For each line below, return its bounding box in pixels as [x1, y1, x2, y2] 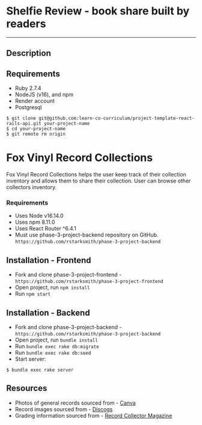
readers [6, 17, 46, 31]
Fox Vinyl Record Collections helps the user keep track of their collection [6, 171, 186, 178]
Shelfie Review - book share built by [6, 4, 190, 18]
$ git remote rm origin [6, 131, 66, 137]
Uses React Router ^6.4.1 [14, 225, 76, 232]
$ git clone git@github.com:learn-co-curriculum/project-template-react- [6, 115, 195, 121]
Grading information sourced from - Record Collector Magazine [14, 412, 173, 419]
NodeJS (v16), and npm [14, 91, 74, 98]
